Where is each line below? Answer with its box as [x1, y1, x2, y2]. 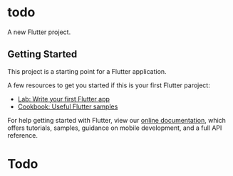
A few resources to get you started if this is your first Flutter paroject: [7, 81, 210, 89]
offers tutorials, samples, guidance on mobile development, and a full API [7, 123, 222, 132]
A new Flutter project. [7, 28, 71, 36]
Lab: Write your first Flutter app [17, 94, 110, 103]
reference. [7, 131, 38, 139]
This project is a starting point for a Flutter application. [7, 67, 167, 75]
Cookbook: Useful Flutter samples [17, 102, 118, 111]
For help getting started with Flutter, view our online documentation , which [7, 116, 227, 124]
